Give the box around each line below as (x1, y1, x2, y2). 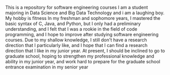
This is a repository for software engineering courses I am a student (5, 5, 148, 10)
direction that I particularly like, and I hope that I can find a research (5, 42, 148, 48)
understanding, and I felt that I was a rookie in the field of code (5, 26, 138, 32)
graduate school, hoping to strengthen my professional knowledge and (5, 53, 155, 59)
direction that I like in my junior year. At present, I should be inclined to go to (5, 48, 165, 54)
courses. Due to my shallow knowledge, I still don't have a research (5, 37, 147, 43)
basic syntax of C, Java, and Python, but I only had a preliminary (5, 20, 141, 27)
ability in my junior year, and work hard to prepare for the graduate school (5, 59, 161, 64)
